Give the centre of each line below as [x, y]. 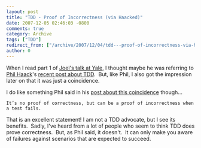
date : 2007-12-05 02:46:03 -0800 [48, 23]
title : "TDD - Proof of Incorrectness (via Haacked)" [75, 17]
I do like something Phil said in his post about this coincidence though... [94, 92]
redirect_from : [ [28, 46]
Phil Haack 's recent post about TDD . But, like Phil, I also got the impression [99, 74]
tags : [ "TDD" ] [24, 40]
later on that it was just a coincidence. [53, 80]
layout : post [22, 12]
